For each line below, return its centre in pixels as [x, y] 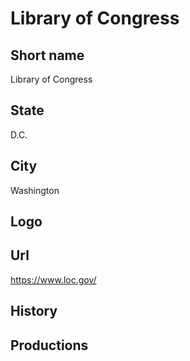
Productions [49, 345]
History [34, 311]
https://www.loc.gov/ [53, 279]
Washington [35, 190]
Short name [47, 55]
